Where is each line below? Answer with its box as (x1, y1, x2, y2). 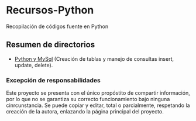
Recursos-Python (6, 4, 94, 17)
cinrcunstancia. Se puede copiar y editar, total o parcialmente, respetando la (6, 102, 190, 109)
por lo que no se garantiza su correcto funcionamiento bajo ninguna (6, 96, 170, 103)
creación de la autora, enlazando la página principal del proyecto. (6, 108, 164, 115)
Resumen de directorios (6, 40, 95, 50)
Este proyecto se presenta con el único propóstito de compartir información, (6, 89, 190, 96)
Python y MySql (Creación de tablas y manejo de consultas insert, (14, 55, 174, 62)
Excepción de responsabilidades (6, 76, 101, 84)
